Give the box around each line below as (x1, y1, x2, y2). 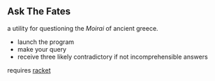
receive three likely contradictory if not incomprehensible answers (17, 52, 208, 61)
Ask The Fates (7, 6, 71, 17)
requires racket (7, 66, 51, 74)
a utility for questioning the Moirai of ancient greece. (7, 24, 158, 32)
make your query (17, 45, 67, 53)
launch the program (17, 38, 75, 46)
